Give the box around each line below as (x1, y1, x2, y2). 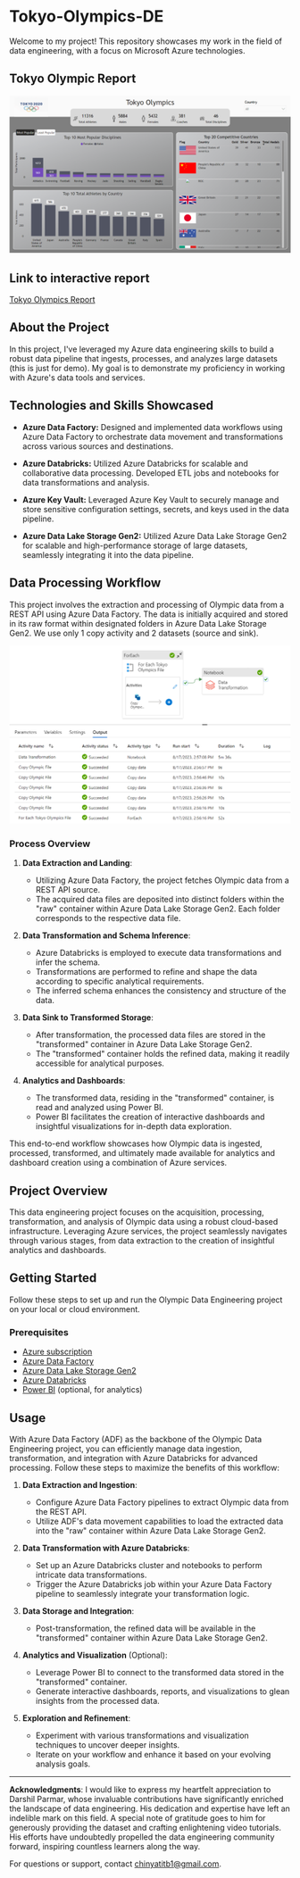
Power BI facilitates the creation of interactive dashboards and (35, 1111, 265, 1122)
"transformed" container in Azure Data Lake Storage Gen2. (35, 1039, 253, 1050)
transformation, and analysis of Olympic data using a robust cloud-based (9, 1217, 279, 1227)
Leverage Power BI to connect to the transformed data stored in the (35, 1666, 284, 1677)
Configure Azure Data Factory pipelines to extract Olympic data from (35, 1497, 289, 1508)
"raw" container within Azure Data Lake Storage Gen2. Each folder (35, 903, 281, 914)
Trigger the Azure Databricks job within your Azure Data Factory (35, 1578, 272, 1590)
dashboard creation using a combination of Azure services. (9, 1158, 228, 1168)
